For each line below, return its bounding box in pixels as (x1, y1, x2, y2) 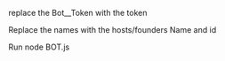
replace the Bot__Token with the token (8, 8, 148, 18)
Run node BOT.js (8, 42, 70, 52)
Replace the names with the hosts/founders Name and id (8, 25, 217, 34)
